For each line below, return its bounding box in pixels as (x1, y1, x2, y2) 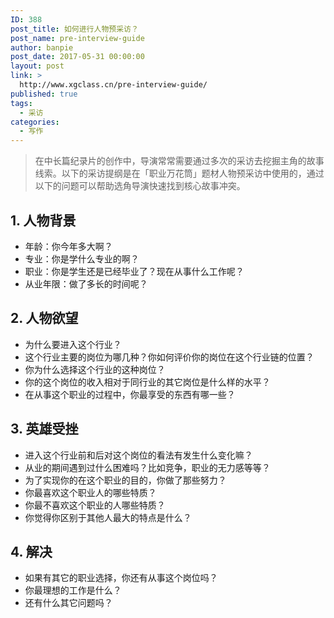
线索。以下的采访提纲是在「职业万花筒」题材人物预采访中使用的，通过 (34, 167, 325, 180)
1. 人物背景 (10, 212, 77, 229)
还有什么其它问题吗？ (24, 597, 113, 609)
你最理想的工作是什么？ (24, 584, 122, 596)
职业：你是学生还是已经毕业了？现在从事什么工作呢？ (24, 265, 245, 277)
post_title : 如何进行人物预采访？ (10, 24, 139, 34)
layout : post (10, 61, 65, 71)
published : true (10, 89, 78, 99)
